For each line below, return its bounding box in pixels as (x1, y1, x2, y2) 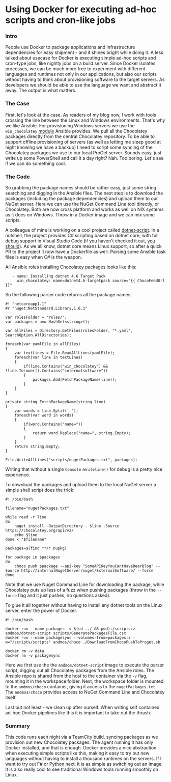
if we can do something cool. (5, 160, 66, 166)
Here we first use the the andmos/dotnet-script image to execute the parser (5, 662, 164, 668)
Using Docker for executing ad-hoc (5, 4, 157, 15)
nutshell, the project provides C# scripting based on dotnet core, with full (5, 233, 159, 239)
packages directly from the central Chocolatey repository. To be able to (5, 133, 155, 139)
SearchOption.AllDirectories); (5, 332, 72, 338)
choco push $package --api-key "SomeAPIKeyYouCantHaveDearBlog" (14, 564, 154, 569)
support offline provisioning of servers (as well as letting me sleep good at (5, 138, 161, 145)
